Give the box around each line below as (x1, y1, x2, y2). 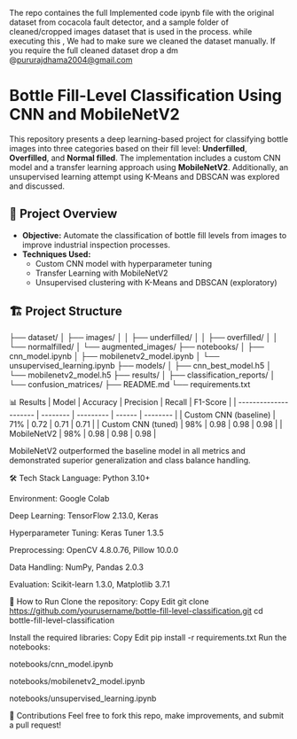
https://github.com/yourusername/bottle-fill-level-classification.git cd (9, 605, 263, 616)
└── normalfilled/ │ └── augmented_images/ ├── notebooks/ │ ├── (9, 341, 264, 352)
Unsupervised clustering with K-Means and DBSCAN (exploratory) (35, 276, 277, 287)
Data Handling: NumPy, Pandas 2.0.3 (9, 562, 145, 572)
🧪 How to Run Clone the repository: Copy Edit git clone (9, 595, 210, 606)
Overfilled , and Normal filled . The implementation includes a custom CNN (9, 152, 281, 163)
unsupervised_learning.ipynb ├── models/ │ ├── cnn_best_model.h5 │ (9, 360, 272, 370)
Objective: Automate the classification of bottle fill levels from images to (21, 229, 287, 240)
